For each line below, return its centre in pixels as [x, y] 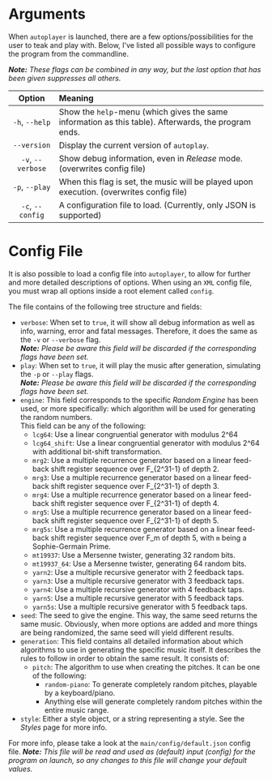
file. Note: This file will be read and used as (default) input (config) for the [132, 752]
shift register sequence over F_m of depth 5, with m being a [149, 538]
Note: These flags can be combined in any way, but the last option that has [135, 69]
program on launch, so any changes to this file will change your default [127, 760]
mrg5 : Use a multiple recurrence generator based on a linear [132, 512]
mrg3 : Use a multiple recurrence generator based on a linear [132, 477]
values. [21, 769]
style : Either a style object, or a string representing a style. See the [132, 718]
